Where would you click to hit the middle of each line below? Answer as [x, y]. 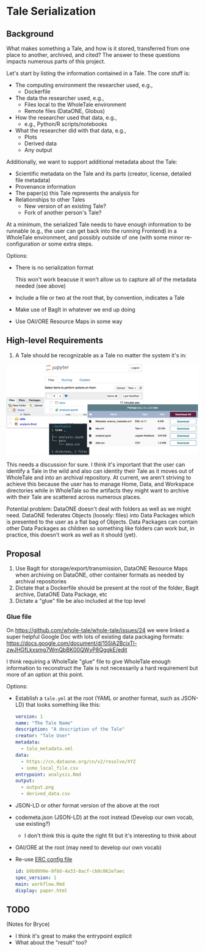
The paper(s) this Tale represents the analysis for [77, 193]
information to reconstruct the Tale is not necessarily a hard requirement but [102, 668]
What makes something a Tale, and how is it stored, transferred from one [98, 48]
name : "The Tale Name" [44, 723]
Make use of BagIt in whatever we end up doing [75, 309]
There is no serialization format [54, 268]
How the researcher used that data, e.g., [66, 118]
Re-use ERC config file [44, 859]
